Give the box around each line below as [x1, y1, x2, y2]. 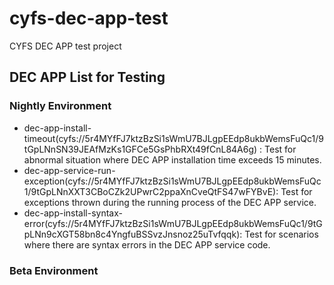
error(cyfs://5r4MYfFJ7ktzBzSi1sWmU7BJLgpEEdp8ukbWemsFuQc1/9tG [23, 217, 323, 229]
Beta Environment [9, 263, 99, 277]
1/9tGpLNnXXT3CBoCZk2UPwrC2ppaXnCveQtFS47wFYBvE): [23, 185, 279, 197]
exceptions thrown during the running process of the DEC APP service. [23, 196, 317, 208]
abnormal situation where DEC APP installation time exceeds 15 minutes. [23, 153, 322, 166]
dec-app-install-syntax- [23, 207, 124, 219]
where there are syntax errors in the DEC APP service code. [23, 238, 271, 251]
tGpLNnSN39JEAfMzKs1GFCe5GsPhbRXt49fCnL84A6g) [23, 143, 258, 155]
